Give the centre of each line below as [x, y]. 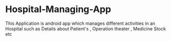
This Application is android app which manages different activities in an [80, 23]
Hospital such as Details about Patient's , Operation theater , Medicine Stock [86, 28]
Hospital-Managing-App [58, 9]
